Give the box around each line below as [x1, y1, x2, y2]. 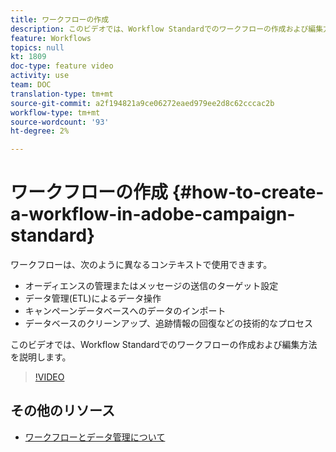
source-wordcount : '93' [10, 117, 110, 127]
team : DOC [10, 80, 52, 90]
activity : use [10, 71, 70, 81]
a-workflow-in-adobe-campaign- [10, 203, 296, 226]
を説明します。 [10, 351, 72, 363]
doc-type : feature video [10, 61, 114, 71]
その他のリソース [10, 402, 115, 420]
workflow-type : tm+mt [10, 107, 101, 118]
